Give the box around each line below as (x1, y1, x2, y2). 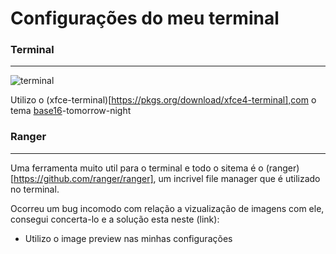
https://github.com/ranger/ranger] (13, 172, 154, 184)
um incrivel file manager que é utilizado (158, 172, 321, 184)
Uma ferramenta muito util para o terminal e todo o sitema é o (10, 162, 264, 174)
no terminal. (10, 183, 60, 195)
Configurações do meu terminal (10, 7, 280, 30)
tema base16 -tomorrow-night (10, 105, 132, 117)
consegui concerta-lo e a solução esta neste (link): (10, 213, 220, 225)
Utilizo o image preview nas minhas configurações (24, 232, 233, 244)
